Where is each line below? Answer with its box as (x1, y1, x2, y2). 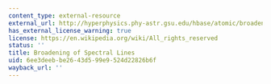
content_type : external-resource (8, 11, 121, 20)
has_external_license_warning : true (8, 26, 131, 34)
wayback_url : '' (8, 64, 63, 72)
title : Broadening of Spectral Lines (8, 49, 135, 57)
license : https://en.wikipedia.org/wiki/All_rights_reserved (8, 34, 219, 42)
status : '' (8, 42, 45, 50)
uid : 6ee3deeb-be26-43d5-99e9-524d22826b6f (8, 57, 157, 65)
